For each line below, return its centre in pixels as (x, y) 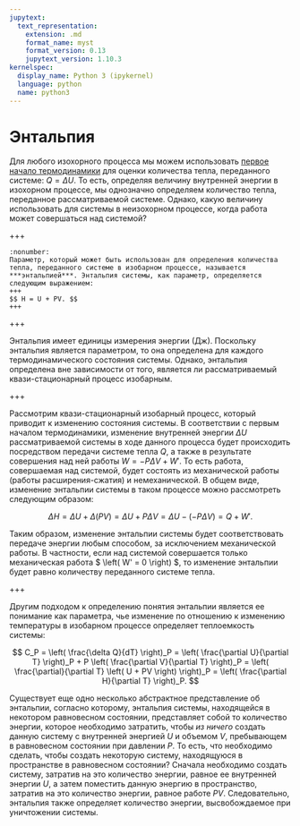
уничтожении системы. (54, 813)
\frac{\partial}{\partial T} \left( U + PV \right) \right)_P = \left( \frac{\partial (150, 671)
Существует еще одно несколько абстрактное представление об (135, 698)
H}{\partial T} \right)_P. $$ (150, 681)
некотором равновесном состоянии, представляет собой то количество (148, 718)
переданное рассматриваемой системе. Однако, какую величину (136, 200)
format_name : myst (60, 43)
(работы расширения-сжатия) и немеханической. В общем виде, (134, 481)
